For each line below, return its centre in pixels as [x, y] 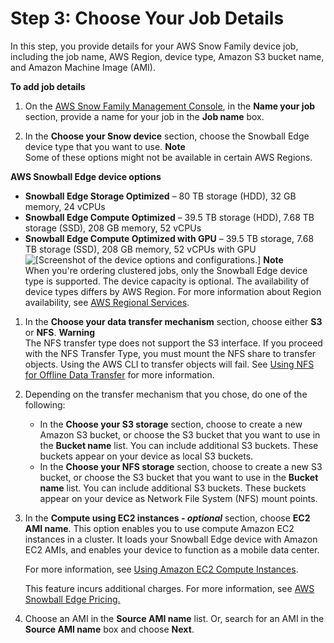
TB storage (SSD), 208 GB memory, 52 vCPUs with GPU [140, 249]
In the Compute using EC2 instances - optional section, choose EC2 [167, 518]
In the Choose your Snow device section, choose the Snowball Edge [167, 136]
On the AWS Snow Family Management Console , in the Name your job [170, 106]
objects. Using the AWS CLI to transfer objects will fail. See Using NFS [169, 364]
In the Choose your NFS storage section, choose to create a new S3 [181, 466]
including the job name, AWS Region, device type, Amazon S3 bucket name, [167, 56]
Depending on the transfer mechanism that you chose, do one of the [166, 394]
